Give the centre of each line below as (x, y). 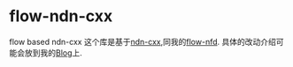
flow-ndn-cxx (61, 16)
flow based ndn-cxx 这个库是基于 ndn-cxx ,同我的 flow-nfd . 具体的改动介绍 (143, 41)
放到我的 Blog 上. (53, 52)
